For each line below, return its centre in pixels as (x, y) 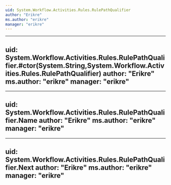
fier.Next (20, 168)
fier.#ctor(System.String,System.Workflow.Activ (85, 65)
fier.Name (21, 121)
